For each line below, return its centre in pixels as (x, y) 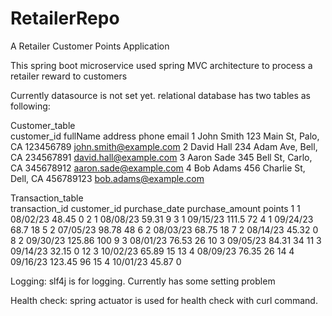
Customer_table (43, 125)
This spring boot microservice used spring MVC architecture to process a (161, 65)
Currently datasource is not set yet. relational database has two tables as (161, 95)
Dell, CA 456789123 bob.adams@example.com (107, 178)
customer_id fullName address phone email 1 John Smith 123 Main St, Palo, (165, 136)
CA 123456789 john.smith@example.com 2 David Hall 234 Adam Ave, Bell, (164, 146)
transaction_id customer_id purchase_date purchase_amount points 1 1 (155, 208)
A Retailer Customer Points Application (90, 46)
